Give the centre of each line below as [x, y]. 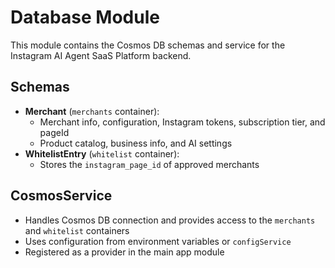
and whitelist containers [77, 230]
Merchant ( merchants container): [92, 111]
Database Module [85, 17]
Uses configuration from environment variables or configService [158, 241]
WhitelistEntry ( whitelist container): [102, 153]
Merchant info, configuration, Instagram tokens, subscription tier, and [182, 122]
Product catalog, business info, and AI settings [136, 143]
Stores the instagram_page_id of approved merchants [149, 164]
